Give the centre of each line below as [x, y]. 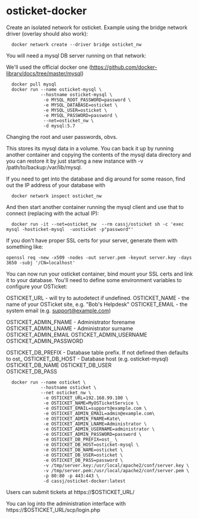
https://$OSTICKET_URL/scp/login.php [53, 509]
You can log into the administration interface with [66, 504]
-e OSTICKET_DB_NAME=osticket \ [83, 450]
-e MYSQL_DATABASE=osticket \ [81, 105]
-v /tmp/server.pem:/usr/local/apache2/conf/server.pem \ [116, 470]
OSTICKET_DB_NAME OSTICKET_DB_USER [59, 365]
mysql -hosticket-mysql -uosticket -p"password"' [70, 229]
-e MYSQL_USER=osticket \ [76, 110]
